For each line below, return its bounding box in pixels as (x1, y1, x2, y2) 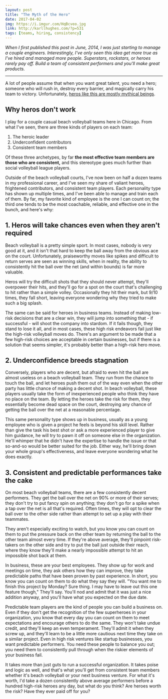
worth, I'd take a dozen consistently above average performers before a (5, 678, 153, 684)
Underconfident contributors (12, 139, 71, 145)
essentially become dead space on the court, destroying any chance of (5, 401, 152, 407)
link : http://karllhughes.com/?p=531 (5, 26, 84, 31)
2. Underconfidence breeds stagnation (5, 356, 128, 365)
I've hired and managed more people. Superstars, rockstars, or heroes (5, 55, 151, 61)
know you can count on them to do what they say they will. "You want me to (5, 578, 161, 585)
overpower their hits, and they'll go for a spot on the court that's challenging (5, 284, 162, 290)
